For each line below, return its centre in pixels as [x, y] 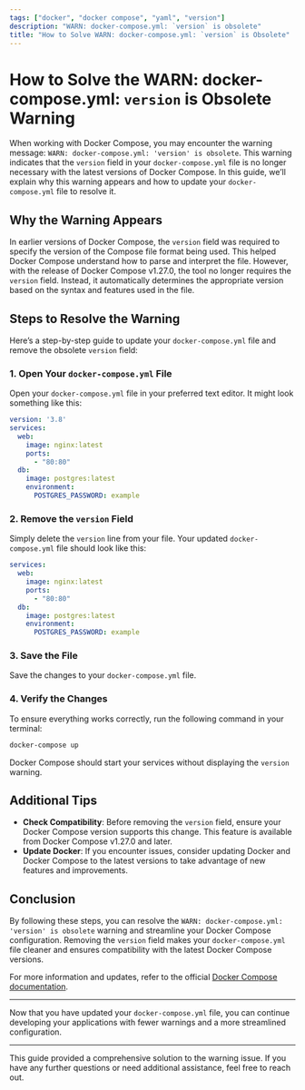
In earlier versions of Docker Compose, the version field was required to [144, 242]
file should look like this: [101, 548]
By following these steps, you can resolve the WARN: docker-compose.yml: [146, 921]
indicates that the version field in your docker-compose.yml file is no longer [148, 162]
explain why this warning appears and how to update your [118, 182]
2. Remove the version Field [72, 518]
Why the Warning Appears [86, 220]
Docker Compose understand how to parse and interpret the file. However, [149, 261]
